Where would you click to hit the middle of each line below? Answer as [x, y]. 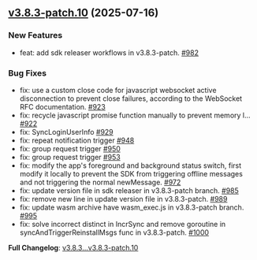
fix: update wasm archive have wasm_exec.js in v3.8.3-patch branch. [132, 207]
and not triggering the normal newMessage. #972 [100, 182]
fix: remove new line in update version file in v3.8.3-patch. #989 [123, 199]
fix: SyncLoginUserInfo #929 [67, 132]
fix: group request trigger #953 [70, 157]
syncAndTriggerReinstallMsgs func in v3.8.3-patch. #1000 [114, 232]
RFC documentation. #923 [63, 106]
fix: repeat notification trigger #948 [77, 140]
